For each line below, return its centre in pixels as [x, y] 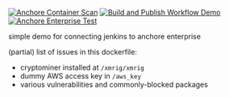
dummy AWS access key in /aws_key [81, 76]
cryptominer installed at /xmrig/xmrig [82, 67]
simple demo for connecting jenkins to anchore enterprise [105, 36]
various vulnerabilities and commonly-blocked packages [114, 85]
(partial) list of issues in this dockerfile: [73, 52]
